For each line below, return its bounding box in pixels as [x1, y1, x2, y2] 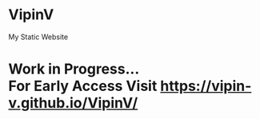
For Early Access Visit [8, 77, 158, 95]
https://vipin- [159, 77, 252, 95]
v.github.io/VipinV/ [8, 94, 138, 113]
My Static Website [8, 32, 69, 42]
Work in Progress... [8, 60, 140, 78]
